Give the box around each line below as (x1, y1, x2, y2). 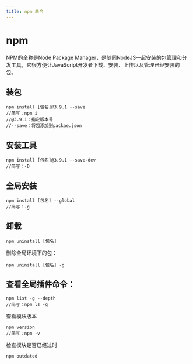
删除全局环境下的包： (6, 249, 57, 256)
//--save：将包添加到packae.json (6, 123, 82, 129)
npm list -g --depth (6, 295, 57, 301)
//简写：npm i (6, 111, 38, 116)
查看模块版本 (6, 313, 37, 320)
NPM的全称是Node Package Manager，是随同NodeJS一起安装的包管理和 (6, 54, 183, 61)
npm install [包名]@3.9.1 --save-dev (6, 157, 96, 163)
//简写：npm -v (6, 330, 40, 336)
